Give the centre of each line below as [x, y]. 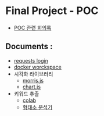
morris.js [33, 80]
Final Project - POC [52, 11]
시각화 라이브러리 [33, 74]
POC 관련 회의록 [33, 28]
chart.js [32, 87]
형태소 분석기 [37, 107]
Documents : [29, 47]
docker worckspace [37, 67]
